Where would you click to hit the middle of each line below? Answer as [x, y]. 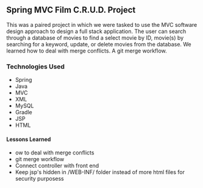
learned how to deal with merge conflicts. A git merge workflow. [87, 51]
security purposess [39, 179]
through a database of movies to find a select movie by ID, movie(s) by [95, 38]
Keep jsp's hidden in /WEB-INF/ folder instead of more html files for [100, 172]
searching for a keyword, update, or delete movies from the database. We [99, 44]
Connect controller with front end [57, 166]
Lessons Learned [29, 139]
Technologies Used [36, 67]
